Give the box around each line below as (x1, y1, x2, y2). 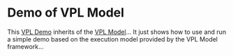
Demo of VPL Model (7, 5, 124, 21)
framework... (7, 42, 44, 50)
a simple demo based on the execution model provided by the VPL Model (7, 35, 218, 43)
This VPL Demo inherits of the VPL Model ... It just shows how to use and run (7, 28, 227, 36)
